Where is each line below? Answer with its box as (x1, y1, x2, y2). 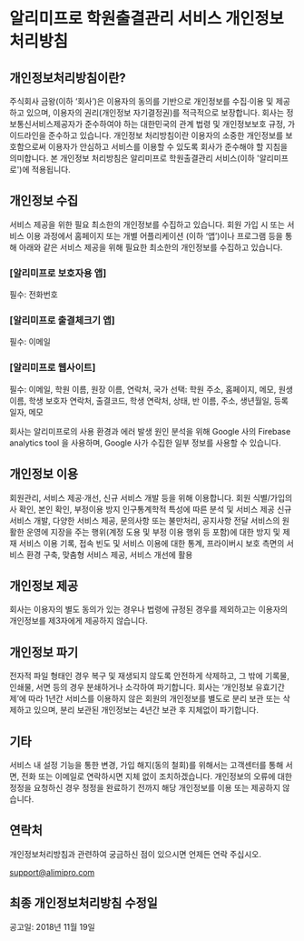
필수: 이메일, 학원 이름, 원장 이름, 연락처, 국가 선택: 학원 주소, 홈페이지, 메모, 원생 (9, 384, 293, 395)
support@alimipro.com (9, 866, 95, 877)
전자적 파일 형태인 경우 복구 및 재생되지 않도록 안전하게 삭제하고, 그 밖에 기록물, (9, 670, 290, 682)
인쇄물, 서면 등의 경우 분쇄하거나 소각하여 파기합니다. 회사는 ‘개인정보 (9, 682, 254, 693)
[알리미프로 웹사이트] (9, 361, 96, 374)
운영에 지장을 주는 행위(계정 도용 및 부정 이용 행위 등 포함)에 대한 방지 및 (25, 526, 281, 537)
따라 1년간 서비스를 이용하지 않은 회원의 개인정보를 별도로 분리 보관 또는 (28, 693, 281, 705)
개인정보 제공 (9, 578, 79, 594)
